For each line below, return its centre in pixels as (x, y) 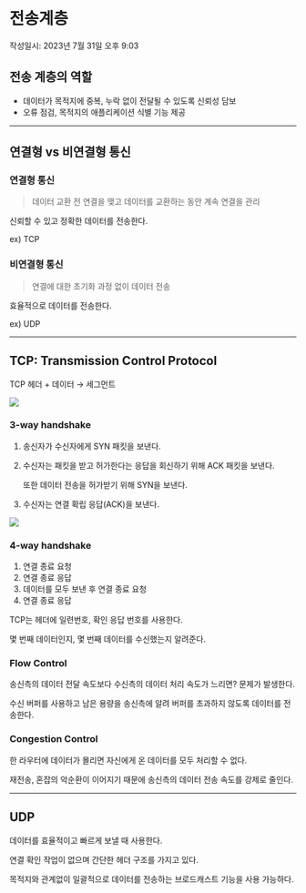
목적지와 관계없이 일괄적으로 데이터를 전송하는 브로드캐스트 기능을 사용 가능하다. (152, 878)
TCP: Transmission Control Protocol (113, 361)
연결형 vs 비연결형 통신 (71, 152)
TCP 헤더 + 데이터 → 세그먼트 (63, 384)
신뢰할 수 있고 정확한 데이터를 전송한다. (79, 221)
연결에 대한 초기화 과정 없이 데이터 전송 (101, 286)
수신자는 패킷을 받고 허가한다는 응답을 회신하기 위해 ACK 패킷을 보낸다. (148, 465)
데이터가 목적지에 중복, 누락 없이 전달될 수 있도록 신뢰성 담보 (129, 100)
